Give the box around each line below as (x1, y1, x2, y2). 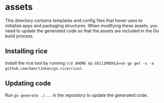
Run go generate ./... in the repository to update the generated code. (5, 92, 148, 98)
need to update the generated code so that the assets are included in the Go (5, 28, 159, 34)
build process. (5, 33, 34, 39)
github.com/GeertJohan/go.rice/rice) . (5, 65, 83, 71)
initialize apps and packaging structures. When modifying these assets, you (5, 22, 158, 28)
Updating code (5, 79, 51, 87)
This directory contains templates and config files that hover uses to (5, 17, 143, 23)
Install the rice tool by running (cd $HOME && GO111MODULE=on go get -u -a (5, 60, 154, 66)
